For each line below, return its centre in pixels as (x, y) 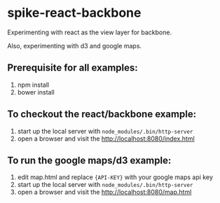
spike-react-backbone (74, 13)
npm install (33, 85)
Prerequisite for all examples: (73, 68)
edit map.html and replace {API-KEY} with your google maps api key (115, 177)
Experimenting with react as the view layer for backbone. (90, 32)
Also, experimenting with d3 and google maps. (75, 45)
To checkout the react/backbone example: (102, 114)
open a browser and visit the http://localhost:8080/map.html (104, 192)
